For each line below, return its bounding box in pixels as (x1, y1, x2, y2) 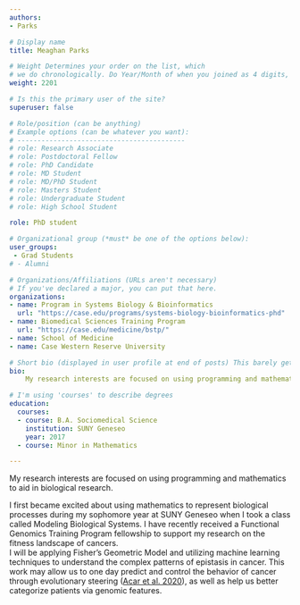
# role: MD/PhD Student (9, 177, 98, 186)
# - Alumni (9, 259, 50, 268)
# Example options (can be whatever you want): (9, 127, 190, 137)
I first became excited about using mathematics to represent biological (9, 500, 269, 510)
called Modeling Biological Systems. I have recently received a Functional (9, 519, 279, 530)
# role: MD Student (9, 169, 82, 178)
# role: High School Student (9, 202, 118, 211)
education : (9, 399, 50, 408)
